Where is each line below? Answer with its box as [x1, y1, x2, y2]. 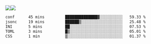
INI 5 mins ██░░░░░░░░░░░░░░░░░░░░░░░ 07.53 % [5, 24, 146, 29]
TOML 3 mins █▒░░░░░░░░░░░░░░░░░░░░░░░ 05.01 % [5, 29, 146, 34]
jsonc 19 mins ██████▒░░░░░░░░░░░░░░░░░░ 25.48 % [5, 19, 146, 25]
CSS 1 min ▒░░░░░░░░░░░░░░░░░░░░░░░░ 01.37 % [5, 33, 146, 39]
